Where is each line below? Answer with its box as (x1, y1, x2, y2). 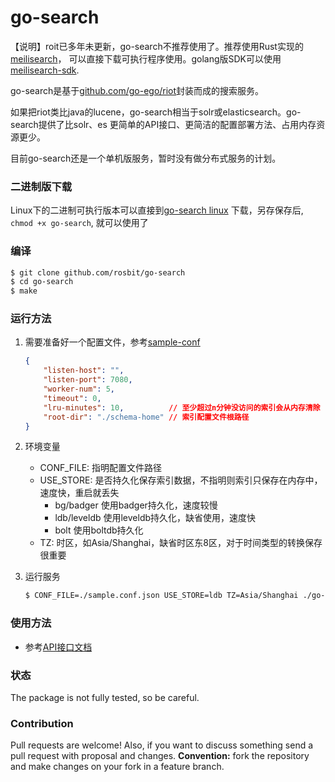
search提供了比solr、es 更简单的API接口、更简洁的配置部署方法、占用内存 (10, 118, 317, 130)
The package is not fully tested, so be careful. (10, 691, 200, 703)
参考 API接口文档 (24, 641, 93, 653)
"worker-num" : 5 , (43, 384, 116, 395)
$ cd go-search (10, 277, 74, 287)
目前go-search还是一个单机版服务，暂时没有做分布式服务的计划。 (10, 152, 282, 164)
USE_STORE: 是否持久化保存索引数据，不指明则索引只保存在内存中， (39, 474, 323, 486)
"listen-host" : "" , (43, 366, 125, 376)
